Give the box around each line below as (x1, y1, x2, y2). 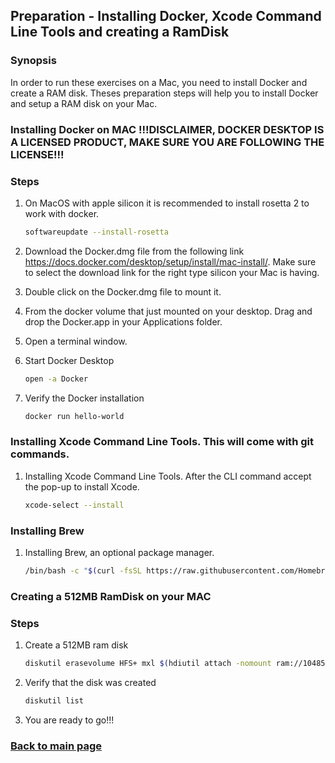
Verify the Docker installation (24, 392, 145, 404)
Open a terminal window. (24, 335, 128, 347)
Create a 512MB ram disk (24, 639, 129, 651)
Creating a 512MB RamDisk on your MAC (10, 589, 212, 603)
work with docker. (24, 207, 100, 219)
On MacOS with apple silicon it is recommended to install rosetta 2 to (24, 197, 310, 209)
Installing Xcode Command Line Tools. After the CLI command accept (24, 470, 312, 482)
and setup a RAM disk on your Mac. (10, 97, 158, 109)
